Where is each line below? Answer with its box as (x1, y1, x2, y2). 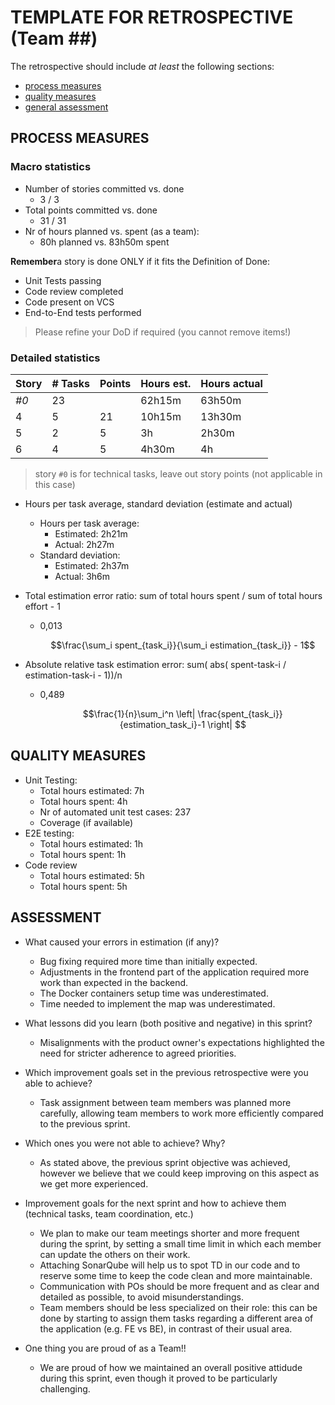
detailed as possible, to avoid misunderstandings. (39, 1291, 245, 1303)
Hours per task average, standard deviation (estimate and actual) (24, 497, 293, 510)
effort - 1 (24, 600, 61, 612)
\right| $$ (207, 718, 247, 730)
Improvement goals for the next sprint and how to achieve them (24, 1197, 287, 1209)
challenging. (39, 1382, 91, 1395)
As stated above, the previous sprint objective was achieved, (39, 1156, 291, 1168)
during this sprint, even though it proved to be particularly (39, 1372, 278, 1384)
